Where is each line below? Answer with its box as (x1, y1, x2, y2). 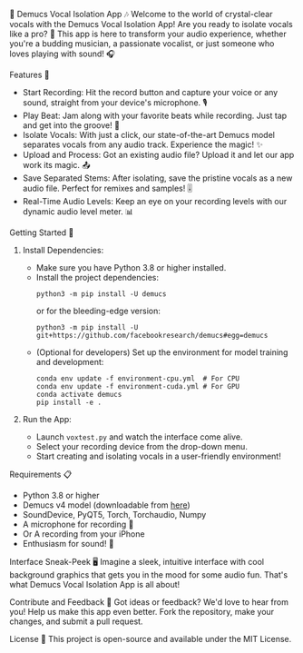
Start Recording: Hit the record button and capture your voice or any (22, 87, 279, 97)
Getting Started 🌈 (9, 227, 74, 238)
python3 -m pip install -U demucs (35, 290, 167, 299)
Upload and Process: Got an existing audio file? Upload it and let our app (22, 150, 295, 160)
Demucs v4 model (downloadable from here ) (22, 500, 191, 510)
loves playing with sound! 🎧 (9, 48, 116, 59)
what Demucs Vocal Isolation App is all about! (9, 579, 181, 589)
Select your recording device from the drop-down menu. (35, 441, 248, 451)
